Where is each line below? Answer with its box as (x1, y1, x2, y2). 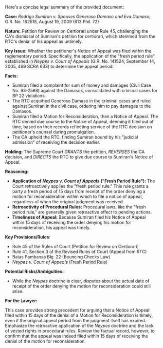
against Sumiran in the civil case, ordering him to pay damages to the (12, 103, 151, 109)
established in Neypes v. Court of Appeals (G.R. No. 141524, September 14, (5, 58, 156, 64)
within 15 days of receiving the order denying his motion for (12, 219, 131, 225)
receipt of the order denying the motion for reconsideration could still (12, 283, 151, 289)
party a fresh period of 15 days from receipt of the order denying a (12, 189, 145, 194)
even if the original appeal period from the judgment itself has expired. (5, 318, 146, 323)
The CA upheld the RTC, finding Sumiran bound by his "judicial (12, 134, 138, 140)
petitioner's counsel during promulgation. (12, 129, 95, 135)
